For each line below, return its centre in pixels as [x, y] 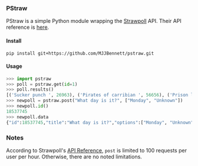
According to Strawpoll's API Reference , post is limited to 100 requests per [97, 150]
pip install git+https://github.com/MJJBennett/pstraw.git [80, 53]
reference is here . [28, 27]
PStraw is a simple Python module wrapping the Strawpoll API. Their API [94, 21]
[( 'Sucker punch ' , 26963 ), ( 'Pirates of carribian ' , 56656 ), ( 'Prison [97, 95]
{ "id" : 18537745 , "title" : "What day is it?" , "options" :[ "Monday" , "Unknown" [100, 122]
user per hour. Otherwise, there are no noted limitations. [74, 157]
